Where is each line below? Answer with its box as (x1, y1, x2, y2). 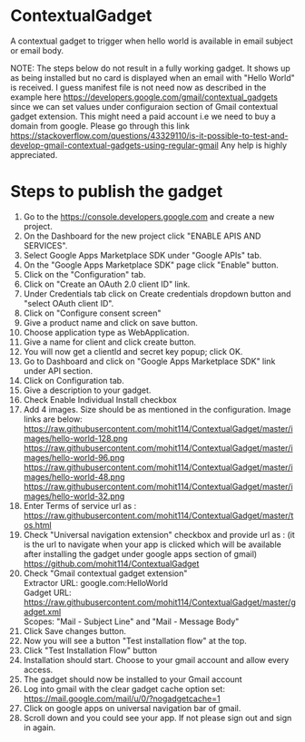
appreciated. (10, 149, 58, 160)
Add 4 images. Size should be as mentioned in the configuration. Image (23, 404, 291, 415)
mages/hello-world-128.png (23, 433, 128, 444)
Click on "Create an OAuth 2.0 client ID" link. (23, 278, 191, 289)
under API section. (23, 365, 93, 376)
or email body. (10, 44, 64, 55)
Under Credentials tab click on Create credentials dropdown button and (23, 288, 291, 299)
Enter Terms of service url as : (23, 500, 137, 511)
